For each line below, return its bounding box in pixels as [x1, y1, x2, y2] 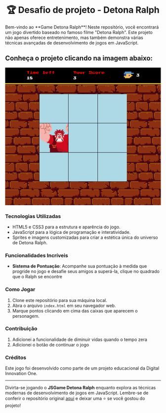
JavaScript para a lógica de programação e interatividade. [12, 229, 131, 235]
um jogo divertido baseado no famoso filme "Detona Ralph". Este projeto [5, 29, 153, 35]
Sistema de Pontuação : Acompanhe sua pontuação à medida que [12, 263, 147, 269]
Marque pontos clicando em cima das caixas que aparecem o [12, 307, 138, 314]
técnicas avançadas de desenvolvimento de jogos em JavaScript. [5, 39, 139, 45]
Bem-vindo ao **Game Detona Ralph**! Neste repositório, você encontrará [5, 24, 159, 30]
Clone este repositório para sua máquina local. [12, 297, 107, 303]
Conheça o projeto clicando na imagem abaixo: [5, 54, 153, 63]
